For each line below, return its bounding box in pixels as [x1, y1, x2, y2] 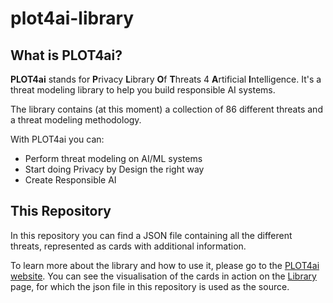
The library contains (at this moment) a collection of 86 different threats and [10, 103, 323, 115]
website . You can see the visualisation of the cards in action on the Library [10, 270, 317, 282]
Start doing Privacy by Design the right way [24, 163, 205, 175]
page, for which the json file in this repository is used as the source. [10, 280, 290, 292]
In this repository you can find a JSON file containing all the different [10, 229, 293, 241]
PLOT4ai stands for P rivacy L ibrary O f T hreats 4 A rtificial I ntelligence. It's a [10, 73, 322, 85]
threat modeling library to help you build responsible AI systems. [10, 84, 276, 96]
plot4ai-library [10, 7, 135, 30]
